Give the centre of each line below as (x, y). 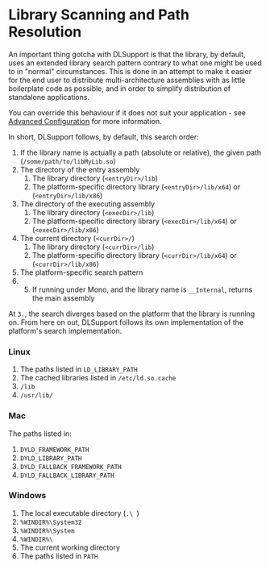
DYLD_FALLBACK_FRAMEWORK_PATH (71, 467)
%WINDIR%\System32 (51, 522)
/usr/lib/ (37, 396)
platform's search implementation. (65, 330)
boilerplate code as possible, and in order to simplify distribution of (120, 88)
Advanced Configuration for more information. (85, 121)
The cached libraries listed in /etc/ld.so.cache (98, 378)
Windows (27, 496)
